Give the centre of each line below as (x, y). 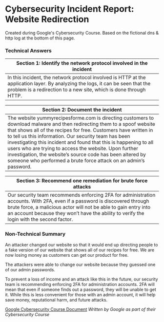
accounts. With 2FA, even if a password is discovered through (78, 201)
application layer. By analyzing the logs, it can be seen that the (79, 84)
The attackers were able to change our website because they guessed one (80, 265)
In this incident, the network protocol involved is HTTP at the (77, 77)
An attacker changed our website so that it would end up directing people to (82, 245)
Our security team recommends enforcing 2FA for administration (82, 195)
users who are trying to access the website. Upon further (73, 149)
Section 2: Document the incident (82, 110)
